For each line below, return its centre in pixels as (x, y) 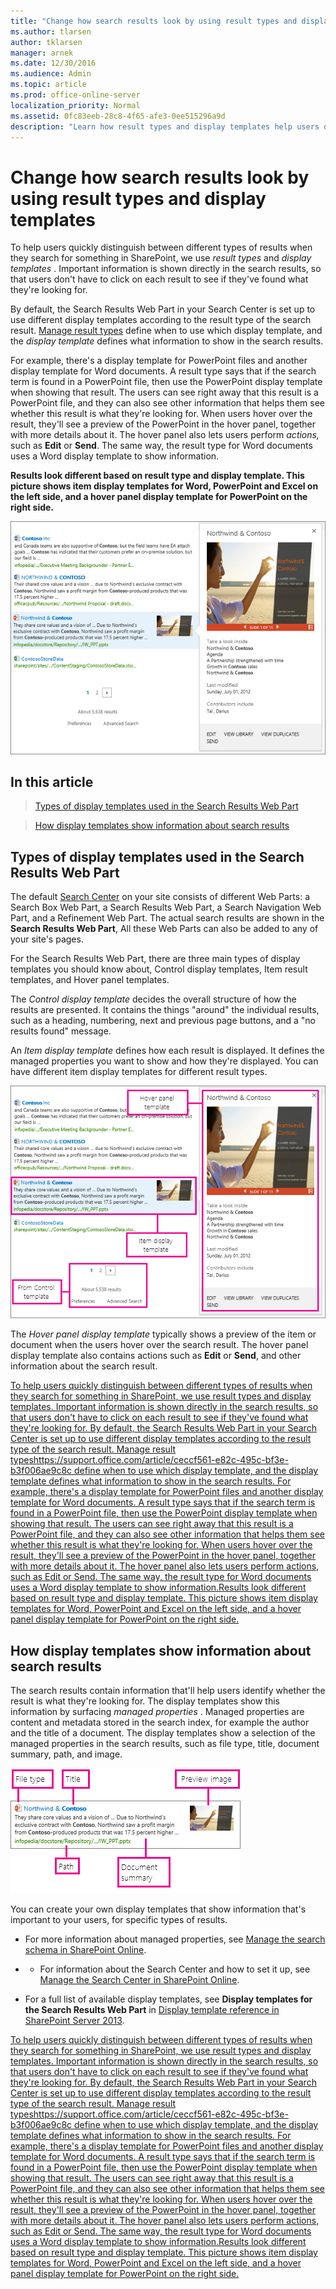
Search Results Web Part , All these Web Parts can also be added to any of (164, 929)
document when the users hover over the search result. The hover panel (159, 1345)
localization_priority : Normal (75, 105)
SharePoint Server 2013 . (74, 2021)
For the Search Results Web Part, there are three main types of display (155, 959)
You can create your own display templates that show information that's (158, 1909)
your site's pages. (47, 939)
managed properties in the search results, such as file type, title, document (165, 1744)
